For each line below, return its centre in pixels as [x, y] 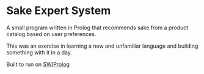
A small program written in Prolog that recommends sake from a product [97, 28]
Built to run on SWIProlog [38, 64]
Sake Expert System [59, 11]
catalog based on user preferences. [51, 34]
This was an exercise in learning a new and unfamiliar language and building [102, 46]
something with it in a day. [39, 52]
